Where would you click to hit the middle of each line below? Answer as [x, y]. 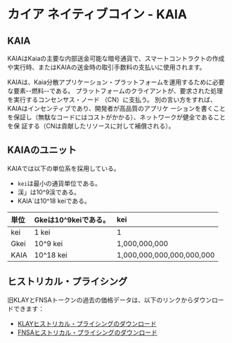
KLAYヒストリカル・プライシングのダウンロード [87, 323]
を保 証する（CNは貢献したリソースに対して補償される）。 [91, 126]
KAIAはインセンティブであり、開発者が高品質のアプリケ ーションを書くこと [117, 108]
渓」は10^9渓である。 [49, 192]
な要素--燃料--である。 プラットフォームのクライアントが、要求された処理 [115, 91]
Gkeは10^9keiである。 [72, 220]
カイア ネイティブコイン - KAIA [97, 14]
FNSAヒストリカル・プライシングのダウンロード [88, 332]
